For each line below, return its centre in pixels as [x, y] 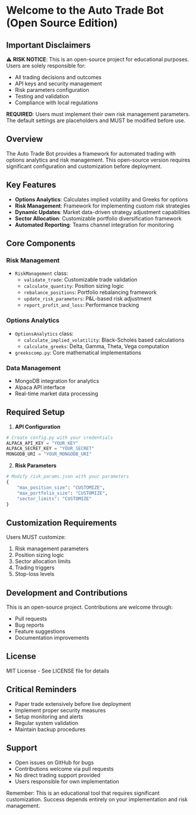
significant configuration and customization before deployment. [84, 166]
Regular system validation [46, 723]
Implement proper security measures [60, 710]
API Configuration [38, 426]
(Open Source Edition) [62, 23]
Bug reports [29, 625]
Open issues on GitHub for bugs [54, 762]
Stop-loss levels [35, 574]
